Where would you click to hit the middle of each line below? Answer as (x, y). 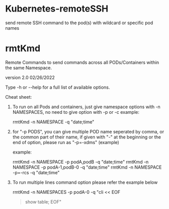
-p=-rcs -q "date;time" (36, 172)
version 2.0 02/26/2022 (30, 77)
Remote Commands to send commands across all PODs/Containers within (82, 62)
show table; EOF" (43, 201)
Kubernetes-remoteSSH (57, 9)
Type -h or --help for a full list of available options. (58, 87)
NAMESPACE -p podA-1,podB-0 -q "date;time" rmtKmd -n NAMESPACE (87, 167)
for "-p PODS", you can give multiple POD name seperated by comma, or (88, 131)
